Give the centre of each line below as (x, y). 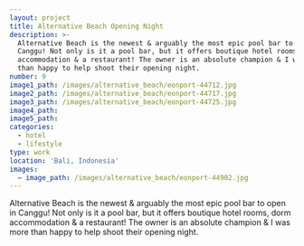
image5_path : (34, 118)
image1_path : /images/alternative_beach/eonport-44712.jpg (123, 85)
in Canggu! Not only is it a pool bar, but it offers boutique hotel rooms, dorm (150, 213)
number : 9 (28, 77)
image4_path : (34, 110)
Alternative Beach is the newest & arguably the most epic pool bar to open (148, 203)
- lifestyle (40, 144)
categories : (32, 128)
